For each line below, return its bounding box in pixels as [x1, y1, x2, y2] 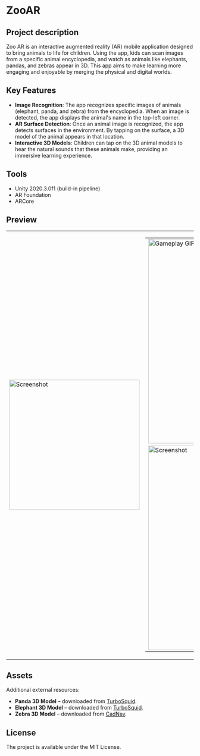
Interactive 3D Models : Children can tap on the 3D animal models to [14, 139, 183, 146]
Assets [6, 670, 33, 680]
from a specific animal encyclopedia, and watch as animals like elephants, [6, 56, 187, 62]
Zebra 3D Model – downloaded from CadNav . [14, 710, 127, 717]
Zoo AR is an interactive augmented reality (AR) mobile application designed [6, 43, 193, 50]
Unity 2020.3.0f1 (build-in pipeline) [14, 185, 101, 192]
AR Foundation [14, 191, 52, 198]
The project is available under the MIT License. [6, 744, 121, 751]
